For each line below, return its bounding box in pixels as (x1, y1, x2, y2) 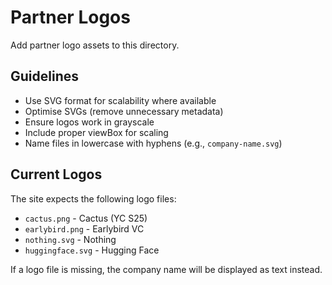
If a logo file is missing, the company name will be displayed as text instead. (10, 263, 323, 275)
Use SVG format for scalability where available (24, 94, 217, 106)
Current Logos (10, 166, 103, 183)
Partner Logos (10, 6, 131, 29)
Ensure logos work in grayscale (24, 116, 155, 128)
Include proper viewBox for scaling (24, 126, 169, 138)
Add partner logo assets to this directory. (10, 39, 180, 51)
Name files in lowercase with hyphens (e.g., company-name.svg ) (24, 137, 283, 149)
